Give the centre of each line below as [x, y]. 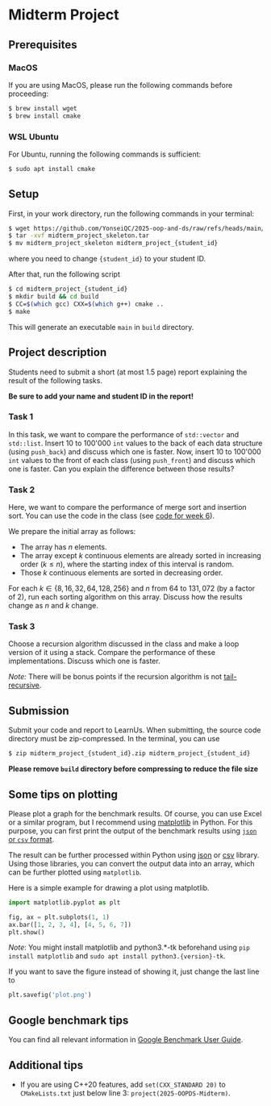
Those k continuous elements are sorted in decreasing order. [121, 573]
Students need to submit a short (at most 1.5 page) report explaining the [128, 372]
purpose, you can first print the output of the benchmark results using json [133, 831]
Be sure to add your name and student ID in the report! [101, 396]
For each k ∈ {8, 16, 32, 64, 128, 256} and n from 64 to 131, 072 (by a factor [132, 588]
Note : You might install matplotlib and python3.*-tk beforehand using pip [129, 947]
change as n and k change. [54, 606]
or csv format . [31, 839]
